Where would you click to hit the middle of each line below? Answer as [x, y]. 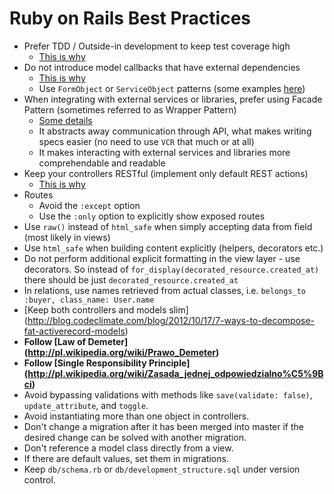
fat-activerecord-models [74, 331]
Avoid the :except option [89, 205]
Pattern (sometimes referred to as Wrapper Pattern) [130, 109]
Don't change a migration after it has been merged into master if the [163, 426]
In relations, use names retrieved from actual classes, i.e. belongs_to [165, 290]
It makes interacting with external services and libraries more [164, 152]
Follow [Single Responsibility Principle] [107, 363]
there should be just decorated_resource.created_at [131, 279]
